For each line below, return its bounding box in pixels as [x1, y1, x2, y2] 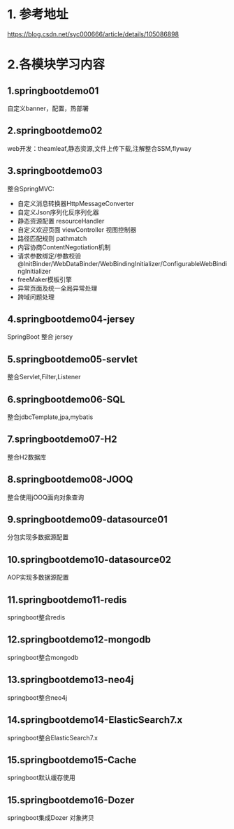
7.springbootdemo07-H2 [7, 434, 117, 446]
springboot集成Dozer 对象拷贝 [7, 814, 94, 822]
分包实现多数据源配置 [7, 533, 68, 541]
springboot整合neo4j [7, 693, 68, 702]
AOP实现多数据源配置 [7, 573, 69, 582]
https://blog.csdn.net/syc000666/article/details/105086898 [7, 29, 180, 38]
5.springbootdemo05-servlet [7, 353, 138, 365]
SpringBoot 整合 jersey [7, 332, 73, 341]
